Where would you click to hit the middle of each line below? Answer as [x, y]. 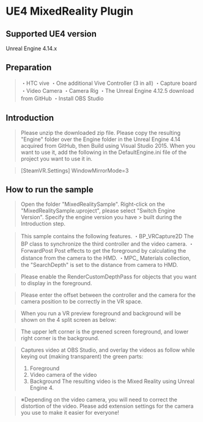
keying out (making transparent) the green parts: [82, 357]
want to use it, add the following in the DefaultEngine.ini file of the [104, 152]
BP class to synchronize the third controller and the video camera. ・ [107, 244]
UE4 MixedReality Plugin [70, 11]
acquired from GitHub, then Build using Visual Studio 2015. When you [108, 145]
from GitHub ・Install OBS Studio [62, 98]
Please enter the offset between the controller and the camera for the [108, 295]
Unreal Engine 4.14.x [31, 48]
